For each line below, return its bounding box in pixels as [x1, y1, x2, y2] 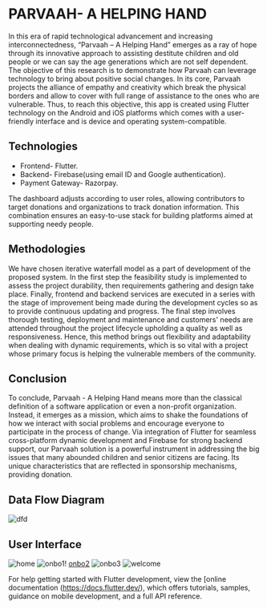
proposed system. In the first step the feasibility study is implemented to [8, 272, 247, 281]
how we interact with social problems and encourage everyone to [8, 418, 225, 429]
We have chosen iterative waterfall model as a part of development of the [8, 264, 251, 273]
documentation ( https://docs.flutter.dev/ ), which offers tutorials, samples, [8, 583, 251, 592]
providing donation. [8, 470, 73, 479]
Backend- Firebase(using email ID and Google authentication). [19, 169, 226, 179]
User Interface [8, 538, 83, 551]
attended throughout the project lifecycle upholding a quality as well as [8, 323, 243, 333]
